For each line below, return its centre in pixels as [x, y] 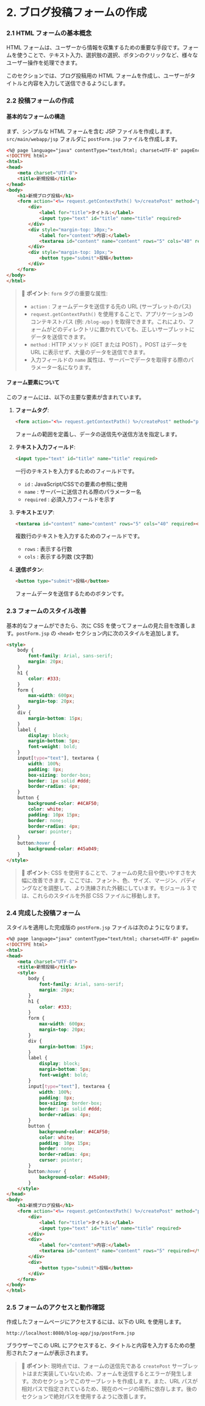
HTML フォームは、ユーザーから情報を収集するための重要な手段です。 [95, 48]
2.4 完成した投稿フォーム [43, 913]
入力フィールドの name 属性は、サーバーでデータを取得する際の [109, 359]
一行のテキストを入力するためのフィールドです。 [76, 471]
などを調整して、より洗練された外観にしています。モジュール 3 [111, 888]
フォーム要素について [33, 383]
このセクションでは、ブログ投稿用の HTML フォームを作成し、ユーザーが [98, 76]
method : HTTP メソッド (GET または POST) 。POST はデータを [109, 344]
